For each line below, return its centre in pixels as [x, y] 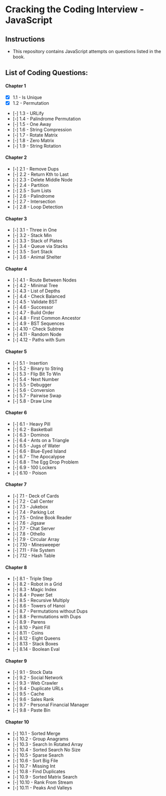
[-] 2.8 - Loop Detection [38, 207]
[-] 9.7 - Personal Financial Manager [51, 705]
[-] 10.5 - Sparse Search [38, 755]
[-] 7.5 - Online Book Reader [42, 518]
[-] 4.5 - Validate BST [35, 302]
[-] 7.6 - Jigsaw [29, 523]
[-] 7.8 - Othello [29, 534]
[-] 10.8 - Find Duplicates [39, 771]
